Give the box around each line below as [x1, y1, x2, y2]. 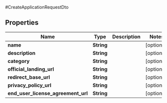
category [7, 57, 30, 64]
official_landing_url [7, 65, 54, 72]
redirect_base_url [7, 74, 50, 81]
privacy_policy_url [7, 82, 52, 89]
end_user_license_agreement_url [7, 90, 88, 97]
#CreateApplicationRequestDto [5, 4, 69, 10]
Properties [5, 18, 39, 27]
